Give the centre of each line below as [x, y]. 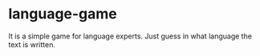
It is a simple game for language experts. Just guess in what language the [130, 36]
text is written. [32, 44]
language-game [63, 14]
